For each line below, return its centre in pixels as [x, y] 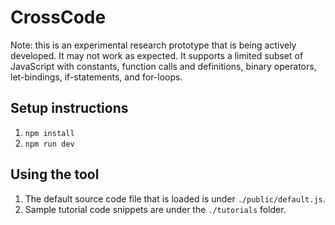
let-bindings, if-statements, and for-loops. [96, 77]
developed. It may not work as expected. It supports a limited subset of [157, 55]
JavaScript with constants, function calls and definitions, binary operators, [163, 66]
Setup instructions [69, 108]
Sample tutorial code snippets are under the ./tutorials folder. [155, 209]
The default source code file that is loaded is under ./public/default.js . [175, 198]
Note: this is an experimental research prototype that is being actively [153, 45]
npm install [49, 133]
